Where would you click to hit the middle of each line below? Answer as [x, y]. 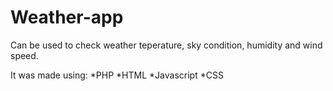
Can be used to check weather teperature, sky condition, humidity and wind [166, 45]
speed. [24, 55]
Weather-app [67, 17]
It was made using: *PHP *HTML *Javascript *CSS [117, 75]
